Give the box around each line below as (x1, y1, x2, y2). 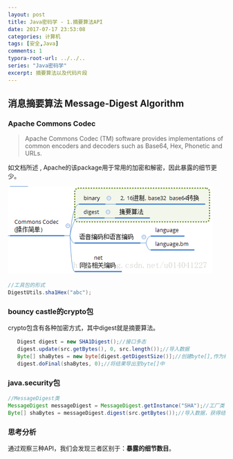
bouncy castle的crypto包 (8, 306, 94, 316)
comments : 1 (8, 48, 42, 55)
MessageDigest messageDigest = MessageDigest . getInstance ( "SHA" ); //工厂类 (8, 402, 225, 409)
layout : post (8, 11, 46, 18)
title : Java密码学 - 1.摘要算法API (8, 18, 103, 26)
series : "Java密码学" (8, 62, 67, 69)
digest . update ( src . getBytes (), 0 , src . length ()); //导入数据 (17, 346, 189, 353)
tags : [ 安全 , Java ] (8, 40, 59, 48)
